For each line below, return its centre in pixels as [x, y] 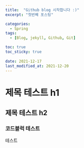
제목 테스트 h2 [26, 113]
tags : [11, 33]
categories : [18, 24]
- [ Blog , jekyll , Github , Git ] [43, 38]
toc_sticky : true [24, 52]
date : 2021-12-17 [24, 61]
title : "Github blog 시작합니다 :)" [42, 10]
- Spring [19, 28]
